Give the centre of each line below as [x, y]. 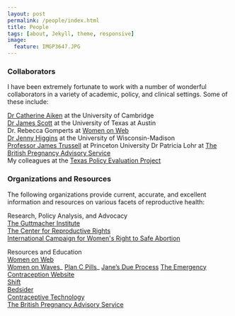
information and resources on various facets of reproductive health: [106, 201]
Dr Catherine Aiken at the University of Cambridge [81, 116]
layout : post [27, 14]
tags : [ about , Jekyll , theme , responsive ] [71, 34]
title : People [28, 27]
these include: [28, 102]
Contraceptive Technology [46, 297]
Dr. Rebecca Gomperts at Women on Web [68, 131]
